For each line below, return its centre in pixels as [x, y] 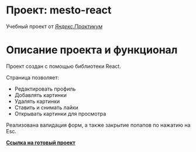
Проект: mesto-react [59, 10]
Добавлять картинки [41, 95]
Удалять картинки [37, 101]
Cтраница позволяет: [33, 77]
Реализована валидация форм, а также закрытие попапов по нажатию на [98, 125]
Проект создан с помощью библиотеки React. [63, 66]
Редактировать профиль [45, 89]
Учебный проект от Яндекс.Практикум [54, 26]
